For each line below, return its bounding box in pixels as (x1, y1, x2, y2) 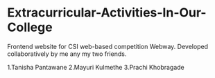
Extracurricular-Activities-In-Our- (7, 5, 207, 21)
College (7, 19, 53, 35)
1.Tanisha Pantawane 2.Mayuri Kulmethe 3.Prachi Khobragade (7, 63, 185, 71)
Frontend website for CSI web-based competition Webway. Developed (7, 42, 209, 50)
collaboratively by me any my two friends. (7, 50, 127, 58)
